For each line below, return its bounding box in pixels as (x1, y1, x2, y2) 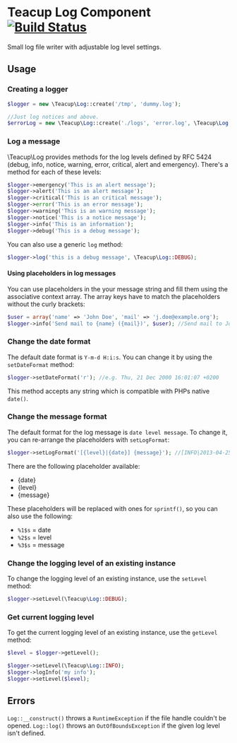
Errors (7, 695, 35, 707)
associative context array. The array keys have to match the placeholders (7, 292, 221, 300)
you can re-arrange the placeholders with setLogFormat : (7, 435, 170, 444)
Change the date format (7, 337, 91, 346)
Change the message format (7, 411, 107, 421)
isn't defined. (7, 729, 46, 737)
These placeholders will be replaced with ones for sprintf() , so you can (7, 504, 219, 513)
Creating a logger (7, 84, 68, 94)
